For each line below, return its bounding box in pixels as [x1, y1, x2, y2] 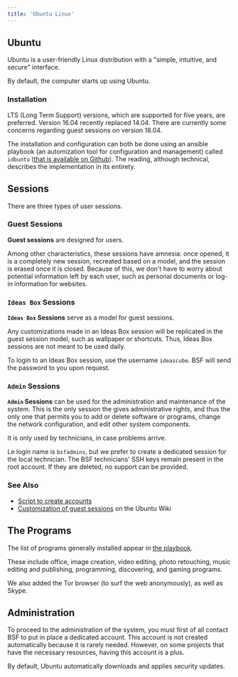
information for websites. [13, 279, 87, 288]
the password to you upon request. [7, 364, 110, 372]
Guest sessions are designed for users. [7, 235, 124, 244]
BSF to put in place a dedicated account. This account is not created [7, 633, 208, 641]
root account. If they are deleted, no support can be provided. [7, 462, 188, 471]
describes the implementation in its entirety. [7, 162, 136, 170]
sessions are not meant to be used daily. [7, 342, 126, 351]
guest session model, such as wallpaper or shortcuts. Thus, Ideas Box [7, 335, 213, 343]
